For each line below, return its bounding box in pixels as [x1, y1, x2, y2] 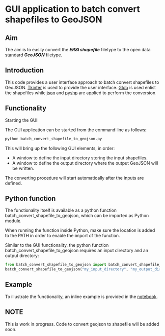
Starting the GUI [5, 117, 38, 123]
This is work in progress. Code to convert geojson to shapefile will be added [5, 321, 160, 327]
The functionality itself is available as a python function [5, 207, 117, 213]
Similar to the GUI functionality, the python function [5, 242, 109, 248]
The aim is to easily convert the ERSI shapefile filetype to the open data [5, 47, 151, 52]
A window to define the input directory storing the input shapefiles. [12, 154, 148, 161]
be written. [12, 165, 34, 171]
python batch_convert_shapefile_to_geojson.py [5, 136, 102, 141]
